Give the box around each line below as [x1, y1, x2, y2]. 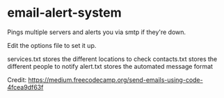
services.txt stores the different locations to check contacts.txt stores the [7, 54, 218, 63]
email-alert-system [7, 5, 122, 21]
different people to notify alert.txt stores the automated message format [7, 62, 214, 70]
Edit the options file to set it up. [7, 41, 97, 49]
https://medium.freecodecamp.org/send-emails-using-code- [27, 75, 203, 84]
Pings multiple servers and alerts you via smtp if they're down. [7, 28, 186, 36]
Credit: [7, 75, 27, 84]
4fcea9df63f [7, 83, 44, 91]
